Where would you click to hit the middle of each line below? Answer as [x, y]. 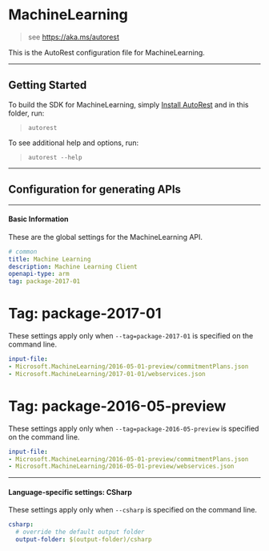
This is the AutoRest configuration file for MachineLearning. [107, 52]
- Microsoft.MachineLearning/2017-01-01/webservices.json [107, 374]
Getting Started [48, 85]
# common [23, 251]
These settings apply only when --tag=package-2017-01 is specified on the [131, 336]
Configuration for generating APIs [95, 190]
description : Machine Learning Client [73, 266]
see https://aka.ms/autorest [74, 37]
